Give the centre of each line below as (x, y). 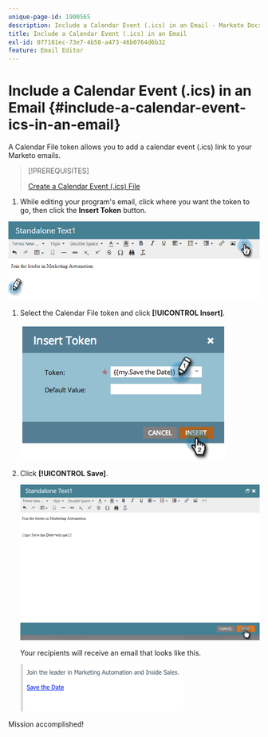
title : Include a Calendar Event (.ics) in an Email (98, 33)
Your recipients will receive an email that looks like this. (110, 653)
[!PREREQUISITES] (58, 171)
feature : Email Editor (46, 51)
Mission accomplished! (46, 724)
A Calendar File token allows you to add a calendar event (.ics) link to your (130, 147)
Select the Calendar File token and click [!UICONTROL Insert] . (122, 313)
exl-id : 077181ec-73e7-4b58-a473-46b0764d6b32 (87, 42)
